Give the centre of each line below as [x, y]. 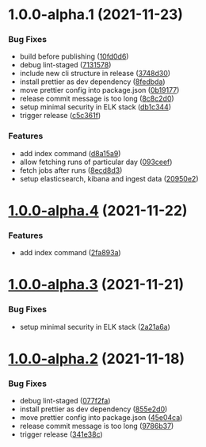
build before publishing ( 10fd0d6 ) [74, 56]
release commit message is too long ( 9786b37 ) [97, 426]
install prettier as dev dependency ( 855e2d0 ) [93, 409]
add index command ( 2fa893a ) [70, 253]
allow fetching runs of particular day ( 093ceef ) [96, 162]
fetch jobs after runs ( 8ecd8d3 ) [71, 170]
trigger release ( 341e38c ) [61, 434]
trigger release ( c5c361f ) [60, 116]
